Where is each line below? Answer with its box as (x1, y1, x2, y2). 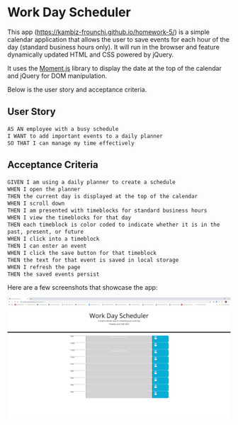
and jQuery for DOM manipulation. (7, 72, 108, 80)
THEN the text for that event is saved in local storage (7, 256, 179, 263)
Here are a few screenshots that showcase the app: (7, 283, 158, 291)
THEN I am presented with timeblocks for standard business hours (7, 207, 208, 214)
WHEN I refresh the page (7, 263, 81, 271)
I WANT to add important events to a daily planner (7, 132, 163, 140)
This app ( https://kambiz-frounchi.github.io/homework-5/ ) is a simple (7, 28, 210, 36)
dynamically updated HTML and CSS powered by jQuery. (7, 50, 174, 59)
